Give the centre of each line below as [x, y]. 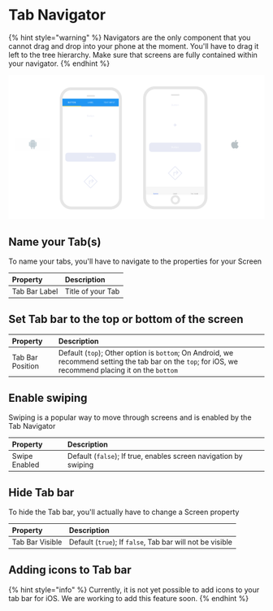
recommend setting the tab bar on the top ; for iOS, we [148, 362]
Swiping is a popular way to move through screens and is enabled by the [130, 417]
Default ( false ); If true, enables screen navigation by [155, 456]
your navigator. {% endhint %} [59, 63]
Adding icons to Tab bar [70, 570]
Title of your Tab [92, 291]
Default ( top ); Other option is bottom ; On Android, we [146, 353]
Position [25, 366]
